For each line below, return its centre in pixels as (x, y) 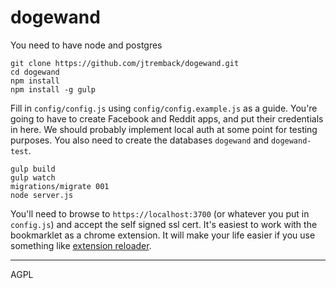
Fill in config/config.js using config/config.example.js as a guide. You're (164, 108)
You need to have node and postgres (86, 45)
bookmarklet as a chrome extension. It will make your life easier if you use (163, 235)
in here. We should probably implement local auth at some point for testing (164, 129)
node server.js (42, 195)
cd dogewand (35, 72)
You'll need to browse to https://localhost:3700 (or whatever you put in (160, 213)
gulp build (33, 169)
